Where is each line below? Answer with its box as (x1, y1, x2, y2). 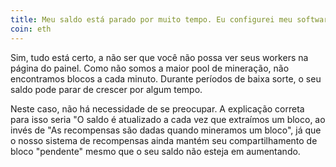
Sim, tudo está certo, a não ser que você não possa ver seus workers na (10, 51, 309, 63)
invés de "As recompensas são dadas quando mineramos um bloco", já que (10, 124, 322, 136)
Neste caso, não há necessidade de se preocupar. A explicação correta (10, 102, 305, 115)
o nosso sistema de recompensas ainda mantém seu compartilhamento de (10, 134, 318, 146)
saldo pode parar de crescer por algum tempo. (10, 83, 203, 95)
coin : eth (10, 24, 52, 34)
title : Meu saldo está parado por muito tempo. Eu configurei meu (10, 14, 293, 25)
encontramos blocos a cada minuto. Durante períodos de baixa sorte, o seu (10, 72, 322, 85)
